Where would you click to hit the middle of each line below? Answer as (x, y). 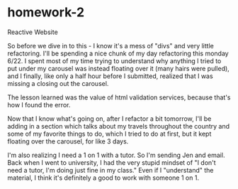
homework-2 (46, 12)
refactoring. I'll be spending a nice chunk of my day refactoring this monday (118, 53)
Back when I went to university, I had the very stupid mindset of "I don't (112, 162)
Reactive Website (33, 32)
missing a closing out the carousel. (58, 83)
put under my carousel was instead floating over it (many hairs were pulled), (119, 68)
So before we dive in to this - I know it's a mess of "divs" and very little (110, 45)
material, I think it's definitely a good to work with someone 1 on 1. (103, 178)
